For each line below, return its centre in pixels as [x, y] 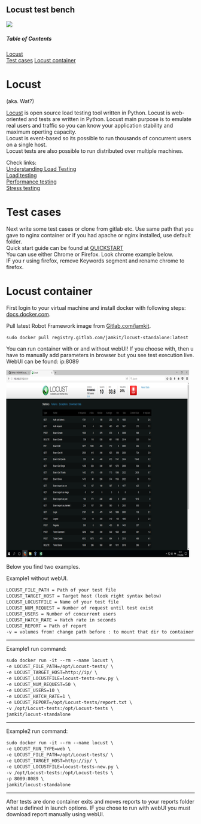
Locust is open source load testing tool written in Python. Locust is [88, 113]
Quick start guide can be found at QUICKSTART [65, 247]
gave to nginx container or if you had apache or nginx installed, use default [99, 235]
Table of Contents [29, 39]
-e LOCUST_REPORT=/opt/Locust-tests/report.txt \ [69, 702]
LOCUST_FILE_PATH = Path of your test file [61, 590]
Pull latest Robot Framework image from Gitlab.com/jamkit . [79, 325]
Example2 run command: [37, 731]
